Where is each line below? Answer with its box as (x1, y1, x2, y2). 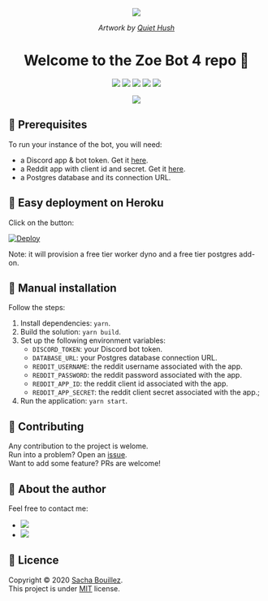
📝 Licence (8, 553, 59, 568)
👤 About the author (8, 482, 107, 495)
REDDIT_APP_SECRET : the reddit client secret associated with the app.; (32, 387, 260, 397)
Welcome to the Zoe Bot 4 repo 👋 (24, 51, 249, 70)
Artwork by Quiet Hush (97, 23, 175, 32)
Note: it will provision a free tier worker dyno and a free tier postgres (8, 249, 238, 259)
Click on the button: (8, 218, 75, 227)
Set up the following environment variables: (19, 335, 166, 345)
